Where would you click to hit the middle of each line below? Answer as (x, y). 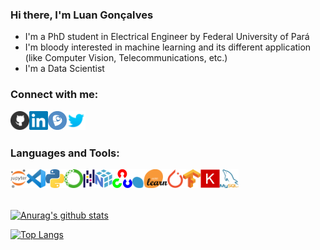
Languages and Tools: (65, 153)
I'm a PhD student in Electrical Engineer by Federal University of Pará (167, 37)
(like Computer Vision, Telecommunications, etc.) (126, 58)
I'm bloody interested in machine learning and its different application (168, 47)
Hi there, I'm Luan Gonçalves (82, 15)
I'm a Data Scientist (64, 69)
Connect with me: (54, 95)
